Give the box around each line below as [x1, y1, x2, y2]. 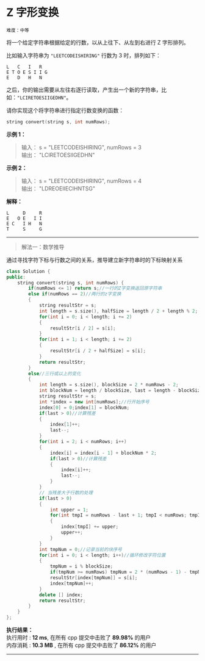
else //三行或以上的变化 [28, 370, 81, 377]
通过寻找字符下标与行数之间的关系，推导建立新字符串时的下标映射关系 [6, 256, 183, 263]
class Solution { [6, 268, 51, 275]
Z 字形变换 [6, 5, 59, 20]
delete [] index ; [38, 591, 84, 598]
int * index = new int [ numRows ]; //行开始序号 [38, 399, 149, 405]
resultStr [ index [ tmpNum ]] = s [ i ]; [49, 575, 138, 581]
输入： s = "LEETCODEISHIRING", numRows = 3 [21, 143, 142, 151]
